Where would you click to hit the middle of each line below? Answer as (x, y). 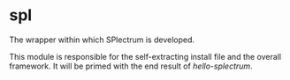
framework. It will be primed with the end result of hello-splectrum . (131, 66)
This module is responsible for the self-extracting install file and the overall (145, 56)
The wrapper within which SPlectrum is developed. (102, 40)
